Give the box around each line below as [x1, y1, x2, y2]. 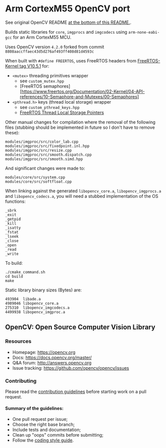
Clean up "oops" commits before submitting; [12, 432, 104, 438]
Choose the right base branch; [12, 422, 75, 428]
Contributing [5, 377, 37, 384]
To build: [5, 260, 23, 266]
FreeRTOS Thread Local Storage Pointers [19, 110, 104, 115]
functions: [5, 198, 26, 204]
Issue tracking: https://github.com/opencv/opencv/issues [12, 365, 129, 371]
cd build [5, 274, 23, 279]
